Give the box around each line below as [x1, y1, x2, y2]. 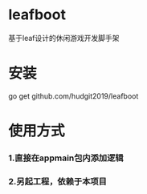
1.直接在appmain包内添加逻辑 [8, 152, 124, 164]
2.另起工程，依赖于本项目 [8, 176, 107, 187]
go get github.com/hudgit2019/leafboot [8, 91, 139, 101]
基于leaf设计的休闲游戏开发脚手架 [8, 33, 120, 42]
